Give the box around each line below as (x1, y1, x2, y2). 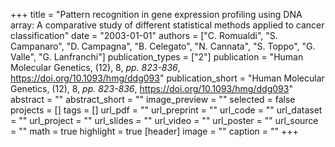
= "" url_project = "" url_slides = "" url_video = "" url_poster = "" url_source (10, 115, 319, 126)
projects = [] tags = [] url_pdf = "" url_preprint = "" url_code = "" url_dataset (10, 104, 323, 116)
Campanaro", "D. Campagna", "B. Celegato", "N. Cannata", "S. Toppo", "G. (10, 40, 316, 52)
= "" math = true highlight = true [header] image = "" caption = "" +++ (10, 125, 299, 137)
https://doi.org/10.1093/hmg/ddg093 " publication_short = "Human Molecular (10, 72, 325, 84)
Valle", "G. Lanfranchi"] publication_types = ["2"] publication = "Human (10, 51, 304, 63)
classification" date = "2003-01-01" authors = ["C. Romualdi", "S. (10, 30, 278, 41)
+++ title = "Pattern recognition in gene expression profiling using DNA (10, 9, 303, 20)
